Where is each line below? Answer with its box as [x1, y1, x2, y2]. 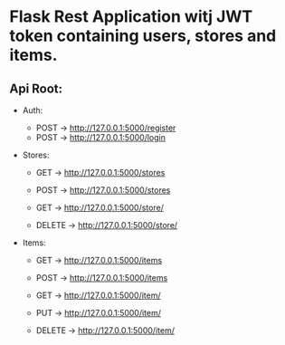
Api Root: [9, 81, 63, 96]
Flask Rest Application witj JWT [9, 6, 253, 27]
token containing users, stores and [9, 25, 277, 46]
